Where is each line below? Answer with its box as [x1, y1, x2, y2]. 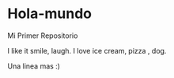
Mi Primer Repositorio [7, 31, 78, 40]
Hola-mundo [7, 5, 93, 23]
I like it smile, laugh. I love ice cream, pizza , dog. [7, 46, 167, 55]
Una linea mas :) [7, 61, 61, 71]
